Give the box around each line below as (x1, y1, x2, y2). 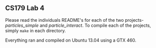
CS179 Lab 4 (5, 4, 45, 12)
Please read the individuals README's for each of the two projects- (5, 17, 144, 23)
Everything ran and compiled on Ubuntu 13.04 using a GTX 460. (5, 37, 137, 43)
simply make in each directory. (5, 27, 66, 34)
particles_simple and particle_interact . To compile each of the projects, (5, 22, 151, 28)
